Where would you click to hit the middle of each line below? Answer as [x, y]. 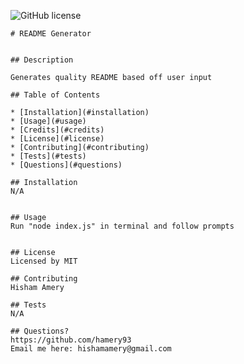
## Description [42, 60]
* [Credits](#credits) [57, 130]
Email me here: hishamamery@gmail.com [91, 349]
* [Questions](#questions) [66, 165]
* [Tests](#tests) [48, 156]
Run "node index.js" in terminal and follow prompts [122, 226]
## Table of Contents [55, 95]
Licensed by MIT [44, 261]
